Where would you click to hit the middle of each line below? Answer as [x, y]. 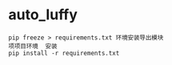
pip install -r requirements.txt [64, 53]
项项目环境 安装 [33, 46]
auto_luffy [43, 15]
